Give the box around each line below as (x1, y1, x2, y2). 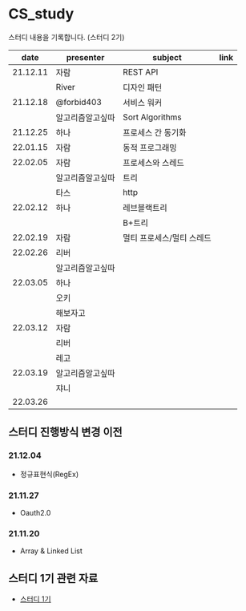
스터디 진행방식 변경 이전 (8, 426, 123, 439)
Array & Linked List (19, 546, 83, 556)
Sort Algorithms (123, 111, 182, 123)
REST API (123, 66, 159, 77)
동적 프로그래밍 (123, 142, 177, 153)
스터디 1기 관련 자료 (8, 571, 99, 585)
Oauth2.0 (19, 508, 51, 517)
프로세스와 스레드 (123, 157, 184, 168)
